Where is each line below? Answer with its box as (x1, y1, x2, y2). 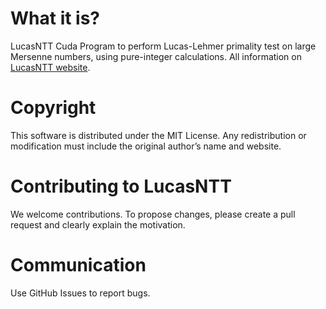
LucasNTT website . (10, 61, 91, 73)
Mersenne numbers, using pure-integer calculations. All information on (10, 50, 302, 62)
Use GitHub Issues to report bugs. (10, 287, 151, 299)
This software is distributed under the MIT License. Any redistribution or (10, 129, 307, 141)
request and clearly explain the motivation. (10, 218, 186, 231)
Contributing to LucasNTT (10, 175, 232, 198)
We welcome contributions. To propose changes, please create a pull (10, 208, 296, 220)
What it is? (10, 7, 101, 30)
